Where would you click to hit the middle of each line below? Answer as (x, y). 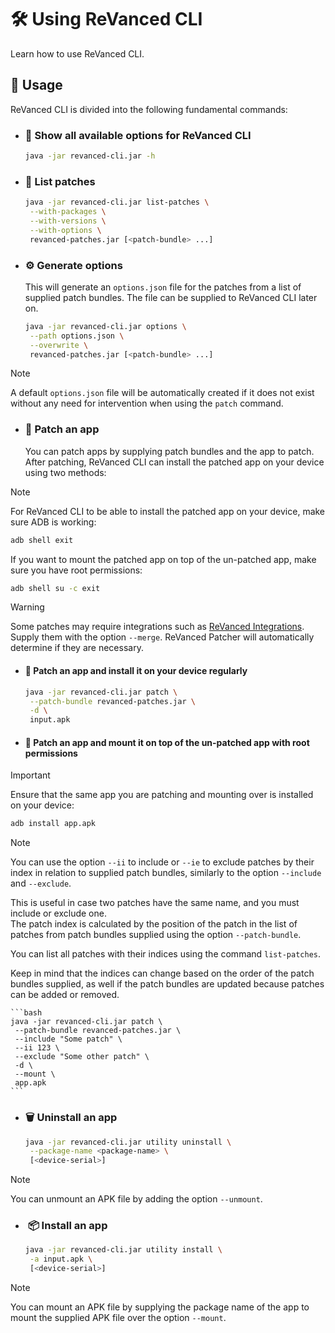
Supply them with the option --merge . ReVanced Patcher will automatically (162, 637)
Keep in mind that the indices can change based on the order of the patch (162, 973)
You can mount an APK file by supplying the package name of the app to (160, 1307)
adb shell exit (42, 540)
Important (30, 775)
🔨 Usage (36, 85)
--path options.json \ (77, 336)
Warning (27, 607)
